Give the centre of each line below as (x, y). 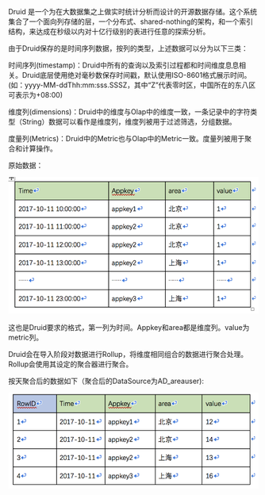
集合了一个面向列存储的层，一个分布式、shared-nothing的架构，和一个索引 (131, 21)
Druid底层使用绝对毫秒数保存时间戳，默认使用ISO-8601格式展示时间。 (136, 75)
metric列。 (26, 338)
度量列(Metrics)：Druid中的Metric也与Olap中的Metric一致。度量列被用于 (127, 138)
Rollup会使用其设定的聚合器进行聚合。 (71, 364)
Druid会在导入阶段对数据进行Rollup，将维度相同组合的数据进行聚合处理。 (128, 355)
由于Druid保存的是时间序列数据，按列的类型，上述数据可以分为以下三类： (128, 48)
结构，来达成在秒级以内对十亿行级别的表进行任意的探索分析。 (109, 31)
